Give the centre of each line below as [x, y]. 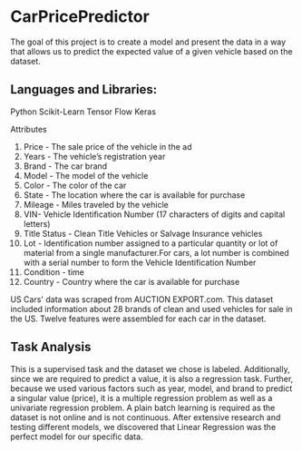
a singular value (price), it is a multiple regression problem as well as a [141, 397]
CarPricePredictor [80, 17]
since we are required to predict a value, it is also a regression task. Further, [152, 378]
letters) [37, 223]
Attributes [29, 129]
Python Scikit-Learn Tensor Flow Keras [83, 112]
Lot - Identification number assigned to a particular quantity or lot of [151, 243]
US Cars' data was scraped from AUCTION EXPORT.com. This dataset [142, 299]
